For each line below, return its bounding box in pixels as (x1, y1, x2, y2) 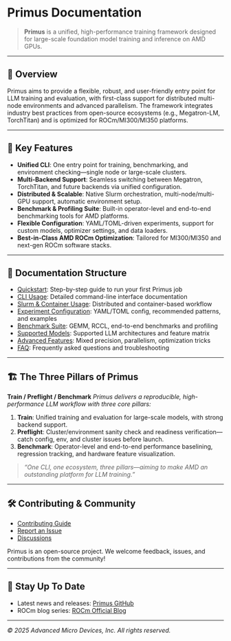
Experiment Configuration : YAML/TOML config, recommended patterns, (16, 307, 221, 315)
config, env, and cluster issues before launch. (34, 435, 164, 444)
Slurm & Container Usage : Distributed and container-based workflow (16, 300, 212, 308)
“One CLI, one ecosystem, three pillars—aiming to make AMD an (23, 463, 208, 471)
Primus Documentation (7, 5, 142, 21)
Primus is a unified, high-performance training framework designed (23, 27, 217, 36)
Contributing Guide (16, 519, 71, 527)
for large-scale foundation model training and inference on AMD (23, 34, 206, 43)
